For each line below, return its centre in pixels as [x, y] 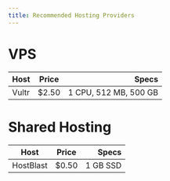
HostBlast [30, 165]
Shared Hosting [60, 127]
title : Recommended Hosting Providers [71, 15]
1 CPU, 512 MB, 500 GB [113, 92]
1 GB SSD [103, 165]
